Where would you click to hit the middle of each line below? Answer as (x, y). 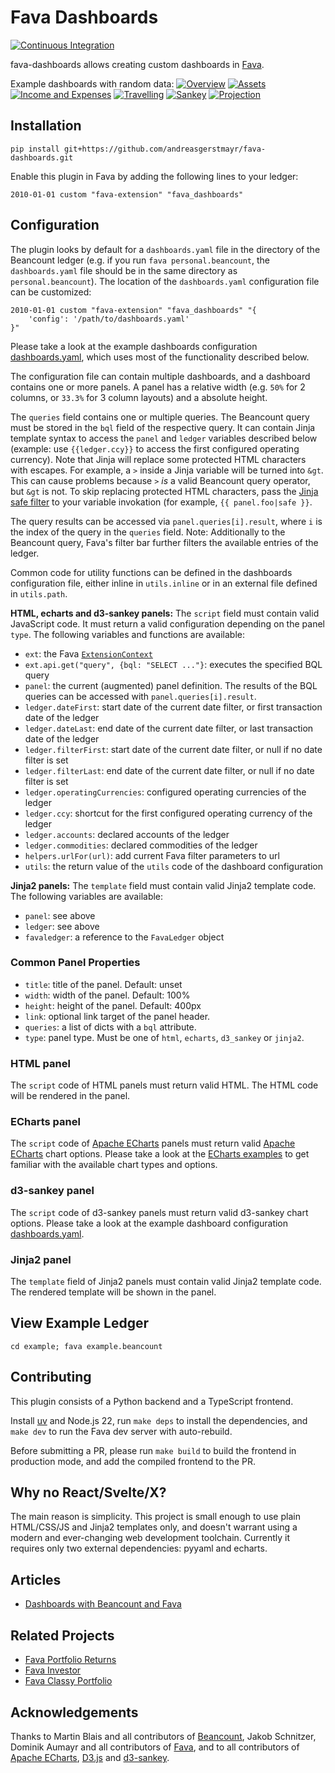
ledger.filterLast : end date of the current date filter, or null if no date (169, 770)
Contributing (51, 1377)
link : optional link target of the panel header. (117, 1016)
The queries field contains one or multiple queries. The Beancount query (160, 417)
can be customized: (51, 292)
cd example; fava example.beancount (86, 1346)
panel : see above (60, 915)
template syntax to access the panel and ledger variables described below (164, 438)
